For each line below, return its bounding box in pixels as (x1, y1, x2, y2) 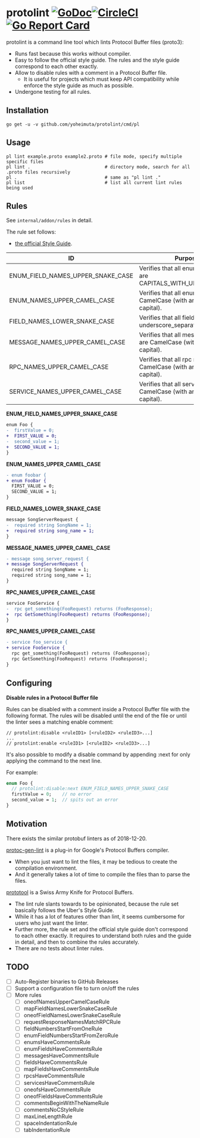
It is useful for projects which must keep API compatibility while (23, 75, 180, 82)
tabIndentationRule (23, 1126, 70, 1133)
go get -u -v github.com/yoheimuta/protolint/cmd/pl (6, 121, 140, 127)
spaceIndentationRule (23, 1119, 77, 1127)
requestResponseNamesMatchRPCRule (23, 1018, 121, 1025)
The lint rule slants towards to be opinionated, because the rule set (14, 900, 179, 907)
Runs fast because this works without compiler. (14, 50, 132, 57)
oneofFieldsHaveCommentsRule (23, 1093, 103, 1100)
